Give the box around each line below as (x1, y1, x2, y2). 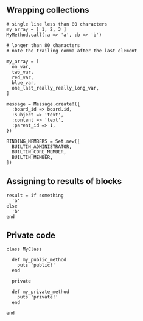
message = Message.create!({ (6, 101, 80, 107)
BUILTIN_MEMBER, (12, 154, 53, 160)
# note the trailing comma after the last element (6, 48, 138, 54)
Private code (6, 230, 56, 241)
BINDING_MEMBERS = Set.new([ (6, 138, 80, 144)
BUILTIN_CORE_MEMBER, (12, 149, 67, 155)
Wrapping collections (6, 5, 89, 15)
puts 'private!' (17, 294, 59, 300)
